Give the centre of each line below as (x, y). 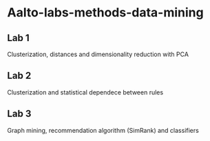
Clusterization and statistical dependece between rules (85, 92)
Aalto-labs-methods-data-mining (106, 13)
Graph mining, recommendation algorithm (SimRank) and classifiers (103, 130)
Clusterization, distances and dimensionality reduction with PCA (98, 54)
